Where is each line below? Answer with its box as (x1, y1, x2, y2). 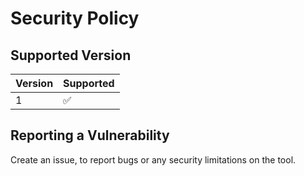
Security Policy (10, 7, 140, 30)
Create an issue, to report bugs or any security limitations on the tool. (10, 153, 297, 166)
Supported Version (10, 47, 132, 64)
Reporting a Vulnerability (10, 127, 170, 144)
